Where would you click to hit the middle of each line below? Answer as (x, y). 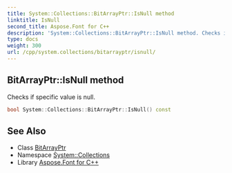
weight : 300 (24, 46)
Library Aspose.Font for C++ (58, 163)
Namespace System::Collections (64, 155)
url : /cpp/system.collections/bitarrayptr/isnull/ (81, 53)
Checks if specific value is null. (51, 97)
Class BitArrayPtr (41, 148)
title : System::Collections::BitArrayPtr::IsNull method (91, 13)
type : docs (23, 39)
